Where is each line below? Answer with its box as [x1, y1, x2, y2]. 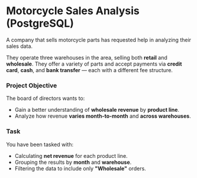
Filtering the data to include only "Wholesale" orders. [14, 164, 146, 172]
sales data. [6, 43, 33, 50]
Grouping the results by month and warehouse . [14, 158, 132, 166]
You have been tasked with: [6, 141, 74, 148]
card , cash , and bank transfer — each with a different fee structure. [6, 66, 173, 73]
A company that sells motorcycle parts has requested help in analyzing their [6, 36, 191, 43]
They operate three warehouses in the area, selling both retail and [6, 54, 167, 61]
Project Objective [6, 81, 57, 89]
